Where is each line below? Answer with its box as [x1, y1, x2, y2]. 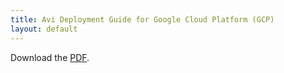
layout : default [10, 24, 78, 34]
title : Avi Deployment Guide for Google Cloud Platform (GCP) [10, 14, 275, 25]
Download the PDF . [10, 51, 90, 63]
